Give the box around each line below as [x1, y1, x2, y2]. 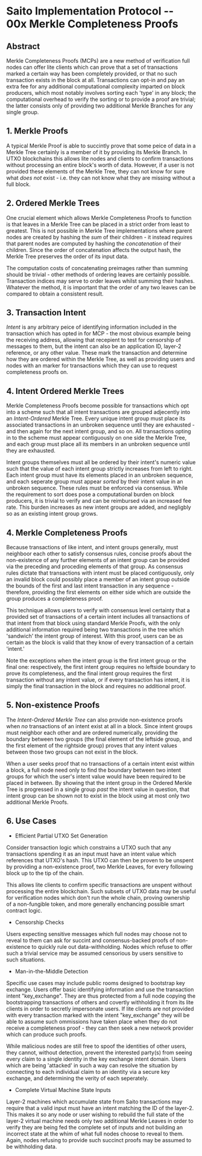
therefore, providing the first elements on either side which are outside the [6, 589, 191, 596]
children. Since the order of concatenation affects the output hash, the [6, 246, 181, 253]
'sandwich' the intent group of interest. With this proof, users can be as [6, 633, 183, 640]
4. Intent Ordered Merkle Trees [6, 386, 125, 396]
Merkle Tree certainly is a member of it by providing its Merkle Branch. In [6, 148, 188, 155]
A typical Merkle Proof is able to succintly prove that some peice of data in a [6, 142, 196, 149]
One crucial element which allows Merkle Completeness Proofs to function [6, 214, 192, 221]
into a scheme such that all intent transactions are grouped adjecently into [6, 408, 191, 416]
